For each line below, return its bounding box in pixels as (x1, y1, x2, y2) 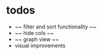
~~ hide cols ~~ (14, 29, 55, 36)
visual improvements (14, 42, 66, 49)
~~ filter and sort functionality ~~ (14, 23, 97, 30)
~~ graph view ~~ (14, 35, 59, 43)
